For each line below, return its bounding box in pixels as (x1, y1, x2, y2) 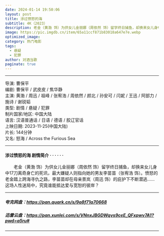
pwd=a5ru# (5, 218, 30, 224)
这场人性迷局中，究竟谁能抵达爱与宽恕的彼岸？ (5, 182, 99, 189)
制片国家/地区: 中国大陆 (5, 111, 52, 117)
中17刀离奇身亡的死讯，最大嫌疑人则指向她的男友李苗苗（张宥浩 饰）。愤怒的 (5, 170, 158, 176)
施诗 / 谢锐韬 (5, 99, 31, 105)
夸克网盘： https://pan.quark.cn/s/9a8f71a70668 (5, 199, 107, 205)
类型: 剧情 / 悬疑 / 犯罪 (5, 105, 50, 111)
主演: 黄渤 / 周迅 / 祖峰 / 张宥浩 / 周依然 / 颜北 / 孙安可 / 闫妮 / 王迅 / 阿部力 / (5, 93, 157, 98)
